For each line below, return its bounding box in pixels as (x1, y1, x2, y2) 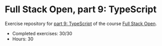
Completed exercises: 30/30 (12, 30, 73, 36)
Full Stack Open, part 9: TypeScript (5, 4, 157, 15)
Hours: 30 (12, 36, 34, 42)
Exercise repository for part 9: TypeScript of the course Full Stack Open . (5, 20, 157, 27)
